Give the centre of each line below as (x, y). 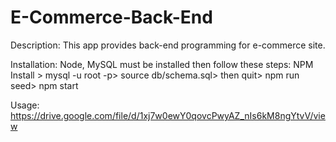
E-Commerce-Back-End (111, 17)
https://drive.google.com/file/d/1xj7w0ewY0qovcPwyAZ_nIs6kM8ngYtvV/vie (168, 115)
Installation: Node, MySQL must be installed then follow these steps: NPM (162, 64)
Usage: (25, 105)
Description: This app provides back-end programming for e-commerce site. (168, 45)
